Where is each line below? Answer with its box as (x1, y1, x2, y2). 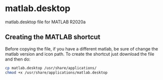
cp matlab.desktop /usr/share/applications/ (5, 65, 97, 70)
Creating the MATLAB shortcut (5, 33, 101, 41)
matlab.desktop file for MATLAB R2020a (5, 19, 86, 25)
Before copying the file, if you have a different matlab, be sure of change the (5, 46, 158, 51)
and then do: (5, 56, 31, 62)
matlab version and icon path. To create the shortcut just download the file (5, 51, 155, 57)
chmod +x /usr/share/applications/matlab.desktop (5, 70, 108, 75)
